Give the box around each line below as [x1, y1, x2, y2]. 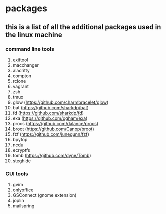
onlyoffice [12, 187, 34, 193]
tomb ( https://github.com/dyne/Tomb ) [12, 152, 91, 158]
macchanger [12, 62, 39, 68]
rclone [12, 78, 26, 84]
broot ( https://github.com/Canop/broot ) [12, 126, 94, 132]
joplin [12, 198, 24, 204]
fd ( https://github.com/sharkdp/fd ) [12, 110, 84, 116]
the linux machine [5, 30, 63, 39]
